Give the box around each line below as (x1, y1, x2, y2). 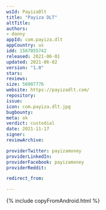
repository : (6, 92, 36, 98)
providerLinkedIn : (6, 154, 52, 160)
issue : (6, 98, 23, 104)
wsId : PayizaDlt (6, 8, 47, 15)
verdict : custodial (6, 121, 55, 127)
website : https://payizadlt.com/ (6, 87, 90, 93)
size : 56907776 (6, 82, 44, 88)
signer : (6, 131, 26, 138)
